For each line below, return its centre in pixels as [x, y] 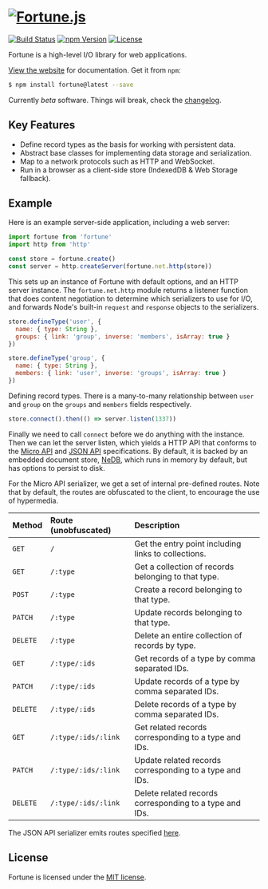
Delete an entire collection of [188, 635]
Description [157, 525]
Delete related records [176, 792]
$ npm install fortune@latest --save [71, 85]
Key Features [42, 125]
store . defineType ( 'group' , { [57, 358]
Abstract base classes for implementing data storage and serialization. [136, 152]
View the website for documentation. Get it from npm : [95, 70]
